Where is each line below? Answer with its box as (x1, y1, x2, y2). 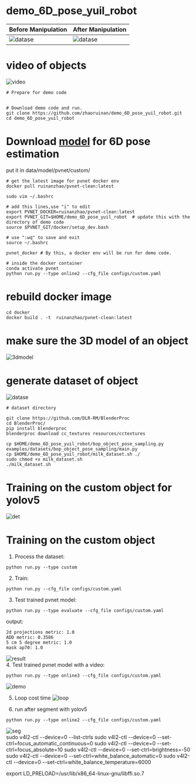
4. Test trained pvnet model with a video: (6, 661, 105, 668)
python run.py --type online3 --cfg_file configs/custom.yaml (6, 673, 161, 678)
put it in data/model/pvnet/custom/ (6, 166, 90, 174)
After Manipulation (73, 25, 127, 33)
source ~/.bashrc (6, 240, 49, 246)
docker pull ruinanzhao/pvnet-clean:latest (6, 183, 114, 189)
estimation (6, 147, 60, 161)
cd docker (6, 310, 31, 315)
